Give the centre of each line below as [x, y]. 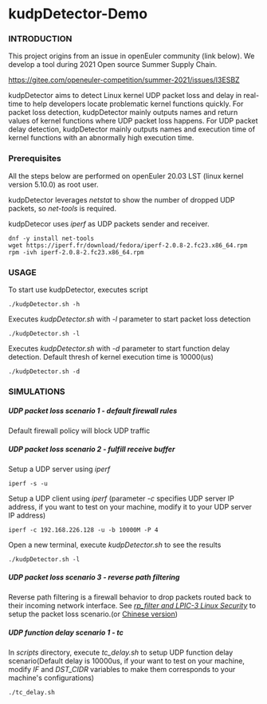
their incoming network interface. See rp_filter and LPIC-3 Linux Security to [132, 605]
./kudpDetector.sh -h [44, 305]
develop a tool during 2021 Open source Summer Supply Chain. [113, 65]
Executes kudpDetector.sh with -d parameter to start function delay [119, 348]
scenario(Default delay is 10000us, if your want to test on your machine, [127, 661]
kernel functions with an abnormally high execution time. [101, 138]
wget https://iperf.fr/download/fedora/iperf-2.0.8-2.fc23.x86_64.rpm [128, 245]
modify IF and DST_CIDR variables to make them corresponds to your [122, 669]
